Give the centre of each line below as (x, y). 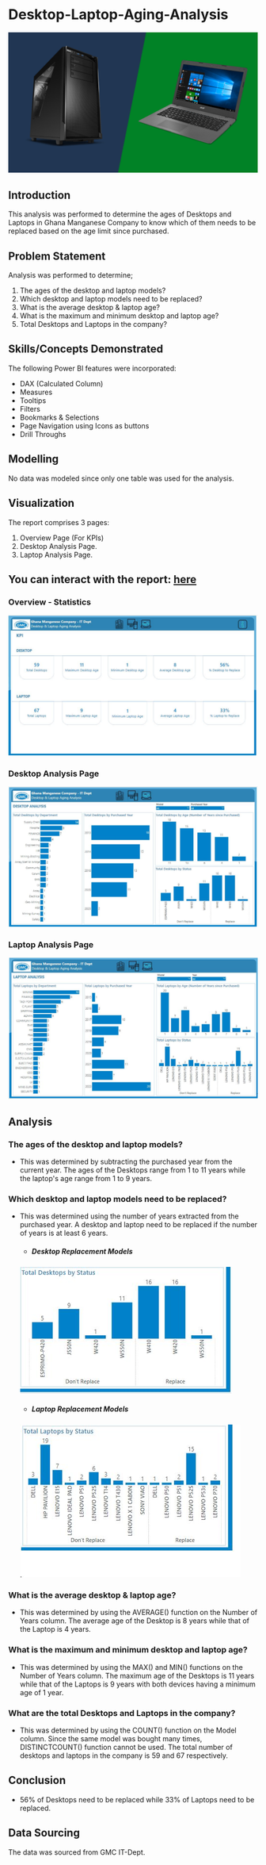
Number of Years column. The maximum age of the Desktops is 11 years (137, 1675)
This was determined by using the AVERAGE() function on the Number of (139, 1613)
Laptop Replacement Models (80, 1409)
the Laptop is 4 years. (55, 1629)
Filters (30, 409)
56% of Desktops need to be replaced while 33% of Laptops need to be (137, 1799)
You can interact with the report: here (103, 579)
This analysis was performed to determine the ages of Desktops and (120, 214)
